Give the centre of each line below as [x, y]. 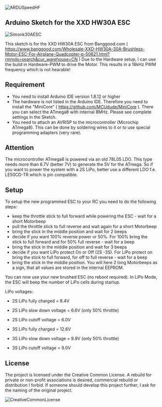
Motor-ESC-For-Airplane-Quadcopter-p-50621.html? [58, 54]
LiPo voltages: [19, 292]
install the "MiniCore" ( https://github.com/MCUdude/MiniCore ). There [83, 107]
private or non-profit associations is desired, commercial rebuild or [72, 380]
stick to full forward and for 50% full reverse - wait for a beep [73, 242]
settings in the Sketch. [34, 117]
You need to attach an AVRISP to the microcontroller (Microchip [75, 122]
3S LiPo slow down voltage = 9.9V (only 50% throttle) [66, 339]
